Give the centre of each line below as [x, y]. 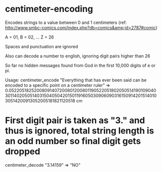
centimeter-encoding [49, 9]
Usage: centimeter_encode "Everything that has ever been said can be [76, 80]
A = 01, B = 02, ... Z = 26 [30, 37]
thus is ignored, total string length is [80, 131]
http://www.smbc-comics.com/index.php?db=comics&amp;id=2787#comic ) [81, 27]
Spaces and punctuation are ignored [42, 46]
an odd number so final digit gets [73, 141]
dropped [23, 152]
